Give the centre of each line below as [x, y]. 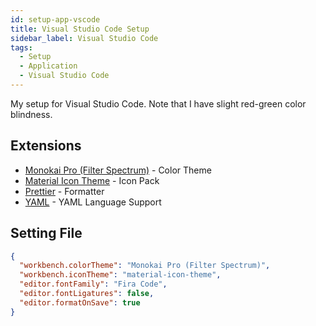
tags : [21, 47]
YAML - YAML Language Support [93, 202]
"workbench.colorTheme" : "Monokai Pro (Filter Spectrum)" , [145, 266]
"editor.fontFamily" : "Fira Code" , [93, 284]
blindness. [31, 114]
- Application [48, 66]
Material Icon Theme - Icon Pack [92, 180]
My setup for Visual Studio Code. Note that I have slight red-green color [158, 103]
